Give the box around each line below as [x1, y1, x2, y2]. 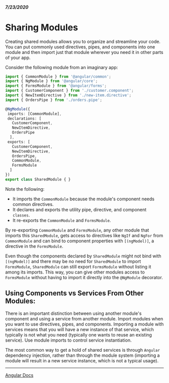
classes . [12, 212, 30, 218]
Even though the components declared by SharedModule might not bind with [5, 253, 162, 259]
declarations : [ [7, 116, 42, 121]
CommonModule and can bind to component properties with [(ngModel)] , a [5, 238, 154, 244]
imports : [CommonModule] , [7, 111, 62, 116]
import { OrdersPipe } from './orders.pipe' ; [5, 97, 102, 102]
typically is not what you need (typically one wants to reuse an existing [5, 332, 152, 338]
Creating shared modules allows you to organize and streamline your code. [5, 38, 161, 44]
